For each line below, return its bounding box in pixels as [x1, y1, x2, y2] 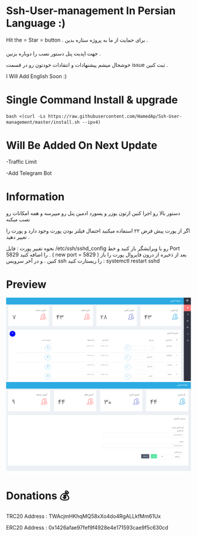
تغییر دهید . [6, 233, 30, 240]
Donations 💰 [6, 489, 70, 503]
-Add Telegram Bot [6, 169, 52, 177]
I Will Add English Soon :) [6, 72, 67, 80]
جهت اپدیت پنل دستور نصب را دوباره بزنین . [6, 50, 101, 57]
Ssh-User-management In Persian [6, 4, 176, 18]
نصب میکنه [6, 215, 30, 223]
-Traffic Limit [6, 158, 37, 165]
